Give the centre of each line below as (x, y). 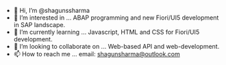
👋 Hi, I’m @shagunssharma (52, 10)
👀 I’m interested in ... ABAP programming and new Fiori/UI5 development (116, 18)
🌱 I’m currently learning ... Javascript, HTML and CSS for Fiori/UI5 (106, 32)
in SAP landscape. (39, 25)
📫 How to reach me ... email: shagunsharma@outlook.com (97, 54)
